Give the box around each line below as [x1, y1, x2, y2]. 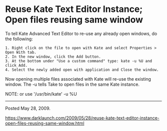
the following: [5, 36, 33, 42]
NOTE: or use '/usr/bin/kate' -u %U [5, 91, 77, 97]
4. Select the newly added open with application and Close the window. [5, 67, 159, 72]
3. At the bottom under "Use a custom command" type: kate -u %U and [5, 58, 153, 63]
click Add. [5, 63, 28, 68]
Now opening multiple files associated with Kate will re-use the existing [5, 76, 152, 82]
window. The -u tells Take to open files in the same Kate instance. [5, 81, 140, 87]
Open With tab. [5, 50, 37, 55]
